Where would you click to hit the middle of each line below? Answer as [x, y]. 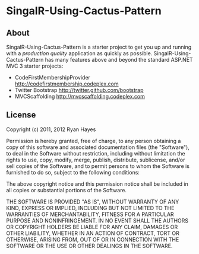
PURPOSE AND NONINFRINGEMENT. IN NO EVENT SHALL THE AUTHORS [97, 220]
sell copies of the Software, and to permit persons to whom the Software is [98, 166]
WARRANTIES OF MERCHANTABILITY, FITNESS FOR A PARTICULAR [90, 214]
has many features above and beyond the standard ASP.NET [119, 60]
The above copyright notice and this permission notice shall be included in [97, 184]
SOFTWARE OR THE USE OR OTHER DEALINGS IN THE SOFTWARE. [89, 246]
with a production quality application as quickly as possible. [79, 53]
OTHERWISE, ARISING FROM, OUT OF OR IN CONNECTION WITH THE [93, 239]
